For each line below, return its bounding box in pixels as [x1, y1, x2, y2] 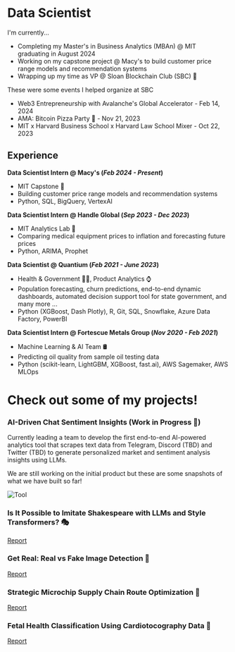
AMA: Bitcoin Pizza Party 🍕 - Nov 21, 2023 [17, 114, 141, 123]
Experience [7, 149, 58, 161]
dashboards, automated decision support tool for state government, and [17, 292, 227, 300]
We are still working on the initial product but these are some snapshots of [7, 469, 223, 478]
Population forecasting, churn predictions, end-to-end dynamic [17, 284, 202, 293]
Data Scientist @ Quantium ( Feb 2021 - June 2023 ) [7, 260, 160, 269]
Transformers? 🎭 [7, 517, 70, 527]
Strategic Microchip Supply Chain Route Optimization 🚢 [7, 587, 201, 597]
